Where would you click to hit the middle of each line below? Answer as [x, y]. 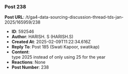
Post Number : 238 [30, 67]
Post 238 [15, 7]
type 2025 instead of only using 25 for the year [58, 57]
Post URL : [14, 17]
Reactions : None [28, 62]
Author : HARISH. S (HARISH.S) [42, 37]
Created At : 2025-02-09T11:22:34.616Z [51, 42]
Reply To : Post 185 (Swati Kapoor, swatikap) [56, 47]
